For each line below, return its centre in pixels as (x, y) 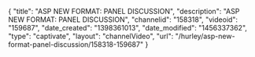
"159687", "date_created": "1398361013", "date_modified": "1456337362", (128, 28)
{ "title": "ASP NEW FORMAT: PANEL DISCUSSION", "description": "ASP (124, 11)
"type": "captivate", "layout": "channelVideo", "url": (91, 36)
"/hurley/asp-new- (205, 36)
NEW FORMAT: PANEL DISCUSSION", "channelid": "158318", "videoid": (123, 20)
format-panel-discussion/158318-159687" (76, 45)
